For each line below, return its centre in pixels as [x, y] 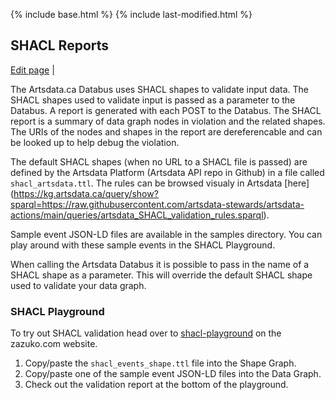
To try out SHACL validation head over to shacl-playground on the [146, 333]
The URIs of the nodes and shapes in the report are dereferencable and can [166, 131]
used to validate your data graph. [78, 285]
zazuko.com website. [54, 344]
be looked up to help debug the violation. [95, 142]
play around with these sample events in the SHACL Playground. [143, 245]
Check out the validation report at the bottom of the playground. [156, 385]
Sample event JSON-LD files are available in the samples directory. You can [166, 234]
